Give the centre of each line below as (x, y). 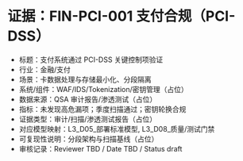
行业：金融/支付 (44, 69)
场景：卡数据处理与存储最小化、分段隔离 (85, 79)
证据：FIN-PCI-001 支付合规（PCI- (121, 16)
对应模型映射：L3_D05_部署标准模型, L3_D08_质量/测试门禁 (117, 128)
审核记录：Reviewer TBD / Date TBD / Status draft (100, 148)
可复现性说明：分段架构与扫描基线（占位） (89, 139)
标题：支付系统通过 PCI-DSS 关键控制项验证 (91, 59)
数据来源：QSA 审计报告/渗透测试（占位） (88, 99)
